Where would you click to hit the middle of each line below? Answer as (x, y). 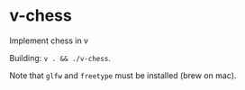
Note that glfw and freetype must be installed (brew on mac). (123, 75)
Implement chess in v (49, 40)
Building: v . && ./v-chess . (60, 58)
